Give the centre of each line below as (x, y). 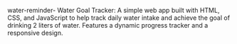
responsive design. (35, 33)
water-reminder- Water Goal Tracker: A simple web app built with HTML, (114, 10)
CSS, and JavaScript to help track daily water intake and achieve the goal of (118, 18)
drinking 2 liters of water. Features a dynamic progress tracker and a (108, 25)
